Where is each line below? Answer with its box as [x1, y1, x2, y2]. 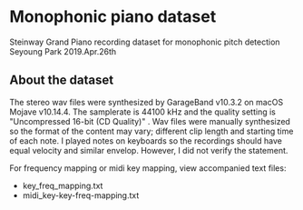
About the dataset [9, 73, 114, 88]
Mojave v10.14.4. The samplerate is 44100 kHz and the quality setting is [9, 106, 277, 117]
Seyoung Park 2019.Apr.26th [9, 45, 117, 56]
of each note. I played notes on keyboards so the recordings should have [9, 135, 283, 146]
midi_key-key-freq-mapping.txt [22, 189, 140, 201]
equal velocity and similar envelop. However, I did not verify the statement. [9, 145, 288, 155]
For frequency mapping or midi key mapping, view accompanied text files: [9, 162, 287, 174]
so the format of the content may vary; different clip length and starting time [9, 125, 294, 136]
